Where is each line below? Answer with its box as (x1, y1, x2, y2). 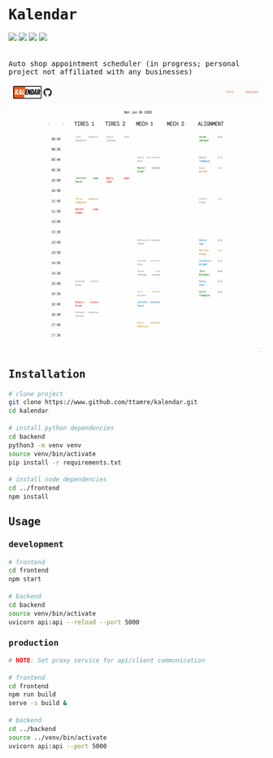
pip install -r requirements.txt (8, 458, 122, 467)
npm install (8, 493, 49, 501)
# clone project (8, 390, 63, 398)
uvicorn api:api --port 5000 (8, 742, 107, 750)
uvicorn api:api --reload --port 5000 (8, 618, 140, 626)
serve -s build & (8, 699, 67, 708)
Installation (8, 368, 86, 381)
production (8, 637, 59, 648)
